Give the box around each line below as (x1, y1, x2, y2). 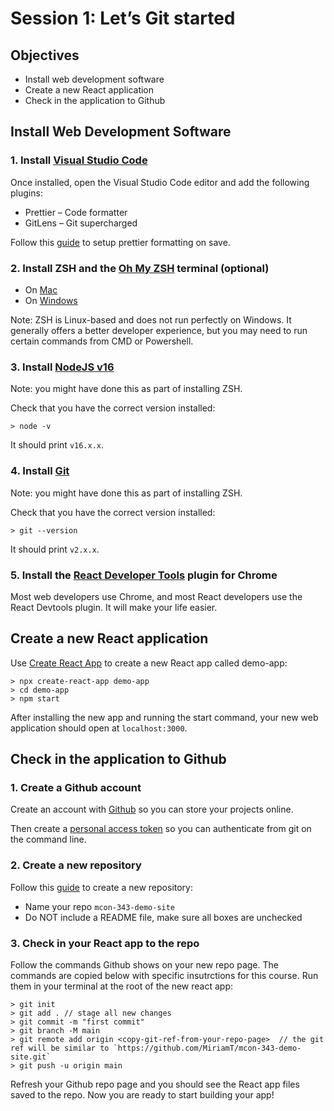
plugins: (10, 187, 43, 199)
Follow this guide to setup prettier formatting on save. (10, 236, 231, 248)
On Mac (24, 283, 58, 296)
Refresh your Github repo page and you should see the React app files (10, 1078, 300, 1090)
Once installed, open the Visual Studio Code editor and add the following (10, 176, 310, 188)
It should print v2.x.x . (10, 543, 100, 555)
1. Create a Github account (10, 781, 142, 794)
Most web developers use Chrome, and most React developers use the (10, 590, 303, 602)
